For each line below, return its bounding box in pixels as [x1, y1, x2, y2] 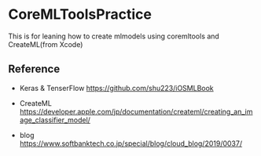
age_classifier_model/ [19, 115, 90, 125]
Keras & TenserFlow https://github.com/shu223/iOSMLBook [19, 83, 214, 93]
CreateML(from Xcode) [8, 39, 83, 49]
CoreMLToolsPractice [8, 5, 152, 24]
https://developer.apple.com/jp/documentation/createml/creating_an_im [19, 107, 253, 116]
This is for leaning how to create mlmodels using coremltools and [8, 31, 220, 41]
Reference [8, 63, 61, 76]
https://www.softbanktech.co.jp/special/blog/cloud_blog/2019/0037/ [19, 139, 242, 148]
